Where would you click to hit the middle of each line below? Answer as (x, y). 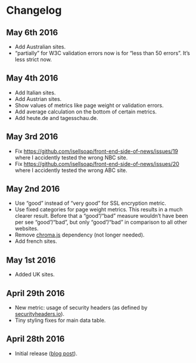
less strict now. (33, 59)
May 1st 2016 (31, 260)
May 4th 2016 (32, 78)
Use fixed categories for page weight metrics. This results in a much (99, 210)
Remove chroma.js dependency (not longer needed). (80, 235)
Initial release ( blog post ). (46, 353)
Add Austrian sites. (38, 99)
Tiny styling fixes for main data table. (60, 321)
